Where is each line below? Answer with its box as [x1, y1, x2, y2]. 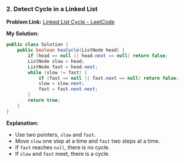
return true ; [28, 98, 61, 104]
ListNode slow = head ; [28, 58, 85, 64]
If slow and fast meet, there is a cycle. [14, 150, 110, 157]
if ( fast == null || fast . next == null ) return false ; [38, 75, 179, 81]
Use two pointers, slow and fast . [14, 131, 96, 138]
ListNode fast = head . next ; [28, 64, 98, 70]
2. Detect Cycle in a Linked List [6, 5, 98, 13]
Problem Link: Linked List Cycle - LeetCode [6, 19, 115, 26]
